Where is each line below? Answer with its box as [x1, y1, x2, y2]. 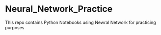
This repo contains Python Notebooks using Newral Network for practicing [5, 19, 156, 25]
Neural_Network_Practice [5, 3, 113, 15]
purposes [5, 24, 25, 30]
